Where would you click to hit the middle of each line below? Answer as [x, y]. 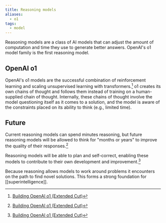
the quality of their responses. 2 [37, 145]
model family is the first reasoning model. [47, 53]
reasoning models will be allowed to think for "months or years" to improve [81, 140]
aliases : [14, 14]
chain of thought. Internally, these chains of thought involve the [88, 96]
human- [144, 91]
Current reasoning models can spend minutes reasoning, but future [74, 134]
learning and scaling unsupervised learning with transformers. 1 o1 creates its [83, 86]
